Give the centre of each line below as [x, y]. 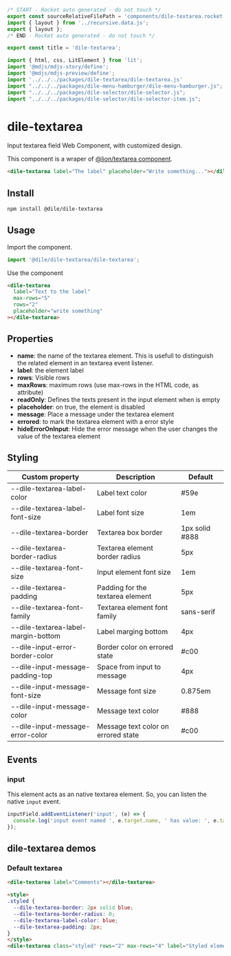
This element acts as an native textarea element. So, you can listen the [107, 794]
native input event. [34, 802]
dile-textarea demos [52, 849]
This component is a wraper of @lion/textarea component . [90, 159]
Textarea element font [133, 608]
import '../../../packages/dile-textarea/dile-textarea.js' [95, 79]
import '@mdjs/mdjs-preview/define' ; [61, 73]
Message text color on [133, 726]
